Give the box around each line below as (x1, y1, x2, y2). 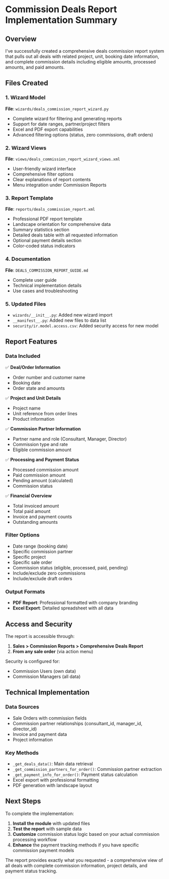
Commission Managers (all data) (12, 673, 81, 680)
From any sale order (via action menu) (12, 648, 93, 654)
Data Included (5, 353, 41, 360)
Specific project (12, 554, 46, 560)
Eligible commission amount (12, 447, 72, 453)
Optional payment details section (12, 238, 82, 244)
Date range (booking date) (12, 543, 68, 549)
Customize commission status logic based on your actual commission (12, 831, 160, 837)
